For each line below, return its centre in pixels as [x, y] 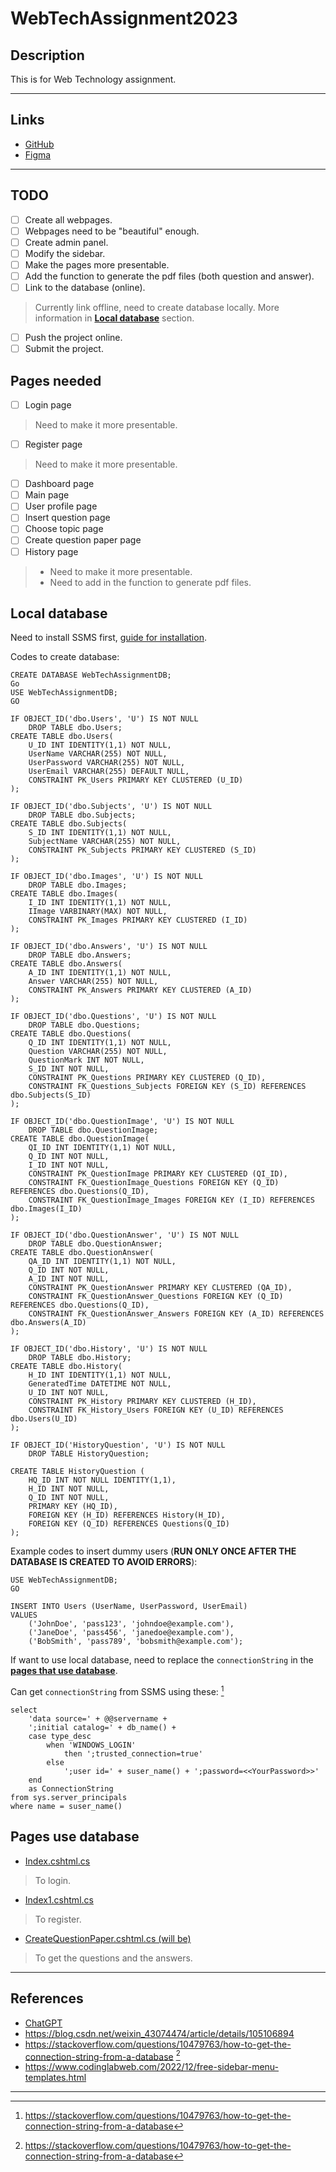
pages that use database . [64, 1671]
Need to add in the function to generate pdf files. [150, 582]
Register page [53, 444]
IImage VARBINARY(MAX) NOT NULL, [98, 912]
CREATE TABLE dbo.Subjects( [69, 824]
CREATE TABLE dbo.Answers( [66, 964]
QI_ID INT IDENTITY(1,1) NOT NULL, [102, 1148]
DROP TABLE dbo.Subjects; [82, 815]
